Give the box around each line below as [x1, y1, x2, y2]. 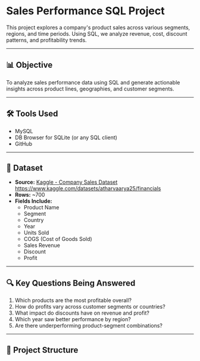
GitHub [14, 140, 33, 147]
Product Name [23, 204, 60, 211]
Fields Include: [14, 197, 52, 205]
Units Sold [23, 229, 49, 236]
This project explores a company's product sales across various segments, [6, 24, 190, 31]
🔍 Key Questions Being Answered [6, 278, 136, 288]
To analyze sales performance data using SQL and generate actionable [6, 79, 180, 86]
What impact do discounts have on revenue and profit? [14, 309, 150, 316]
